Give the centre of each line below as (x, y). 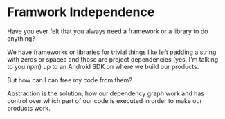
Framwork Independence (81, 12)
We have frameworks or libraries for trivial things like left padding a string (112, 52)
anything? (21, 38)
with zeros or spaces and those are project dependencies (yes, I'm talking (113, 59)
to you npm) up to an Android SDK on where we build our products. (103, 66)
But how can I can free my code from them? (70, 80)
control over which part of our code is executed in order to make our (105, 100)
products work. (29, 108)
